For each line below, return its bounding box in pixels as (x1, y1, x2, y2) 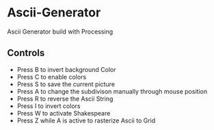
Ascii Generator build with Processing (7, 27, 113, 36)
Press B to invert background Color (16, 65, 116, 73)
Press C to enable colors (16, 73, 87, 81)
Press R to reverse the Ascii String (16, 94, 113, 103)
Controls (7, 47, 45, 59)
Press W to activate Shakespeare (16, 109, 111, 117)
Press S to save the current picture (16, 80, 115, 88)
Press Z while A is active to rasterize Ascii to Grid (16, 116, 156, 125)
